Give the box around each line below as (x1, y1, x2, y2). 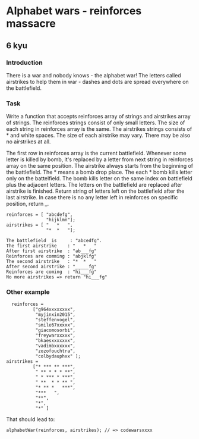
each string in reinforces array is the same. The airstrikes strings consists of (6, 126, 192, 133)
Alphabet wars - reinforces (6, 4, 142, 18)
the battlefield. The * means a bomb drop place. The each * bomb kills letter (6, 168, 192, 176)
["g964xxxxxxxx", (32, 306, 76, 313)
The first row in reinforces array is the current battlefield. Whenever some (6, 150, 187, 157)
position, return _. (6, 200, 49, 208)
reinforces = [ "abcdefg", (6, 212, 73, 218)
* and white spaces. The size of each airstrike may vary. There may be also (6, 132, 191, 139)
